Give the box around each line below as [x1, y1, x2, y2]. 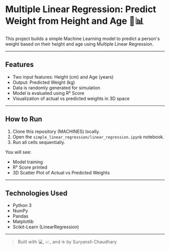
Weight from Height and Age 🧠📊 [5, 15, 144, 27]
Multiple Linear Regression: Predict [5, 4, 156, 15]
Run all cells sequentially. [12, 139, 65, 145]
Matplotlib [12, 219, 34, 225]
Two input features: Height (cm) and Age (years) [12, 74, 114, 80]
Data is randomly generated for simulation [12, 85, 100, 91]
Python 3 [12, 202, 32, 208]
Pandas [12, 213, 29, 219]
